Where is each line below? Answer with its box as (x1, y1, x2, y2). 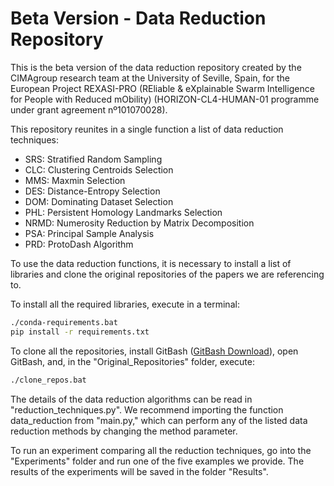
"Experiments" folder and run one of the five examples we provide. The (10, 455, 305, 467)
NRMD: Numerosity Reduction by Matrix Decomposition (24, 217, 255, 229)
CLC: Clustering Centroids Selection (24, 163, 174, 176)
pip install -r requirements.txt (10, 327, 150, 337)
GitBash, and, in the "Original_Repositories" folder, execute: (10, 355, 255, 367)
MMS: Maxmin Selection (24, 174, 126, 186)
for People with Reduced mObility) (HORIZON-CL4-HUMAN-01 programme (10, 93, 320, 105)
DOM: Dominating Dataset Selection (24, 195, 174, 207)
